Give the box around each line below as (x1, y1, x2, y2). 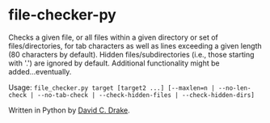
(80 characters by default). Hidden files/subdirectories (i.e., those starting (8, 49, 255, 59)
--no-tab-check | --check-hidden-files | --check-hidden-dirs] (37, 91, 255, 99)
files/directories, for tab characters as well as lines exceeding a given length (8, 40, 263, 50)
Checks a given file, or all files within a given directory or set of (8, 32, 218, 42)
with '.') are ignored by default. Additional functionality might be (8, 58, 220, 68)
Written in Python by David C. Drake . (8, 105, 131, 115)
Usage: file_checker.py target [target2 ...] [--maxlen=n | (8, 83, 216, 92)
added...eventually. (8, 66, 72, 76)
